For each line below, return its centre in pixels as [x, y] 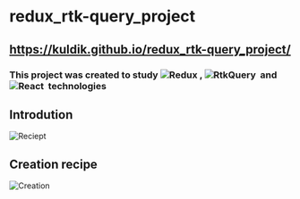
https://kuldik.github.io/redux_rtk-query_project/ [150, 50]
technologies [77, 86]
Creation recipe [54, 164]
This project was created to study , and [143, 75]
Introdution [41, 115]
